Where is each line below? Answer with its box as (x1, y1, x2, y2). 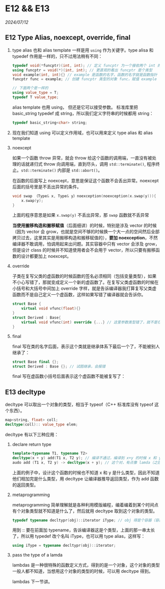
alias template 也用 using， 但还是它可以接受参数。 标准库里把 (12, 104, 138, 110)
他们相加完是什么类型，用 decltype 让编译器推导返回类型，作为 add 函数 (12, 476, 159, 481)
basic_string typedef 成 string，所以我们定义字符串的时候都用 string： (12, 110, 154, 116)
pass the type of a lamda (12, 552, 63, 558)
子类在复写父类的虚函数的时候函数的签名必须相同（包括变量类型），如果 (12, 273, 157, 279)
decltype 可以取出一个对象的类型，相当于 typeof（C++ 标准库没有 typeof (5, 401, 154, 408)
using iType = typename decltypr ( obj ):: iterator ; (12, 543, 116, 548)
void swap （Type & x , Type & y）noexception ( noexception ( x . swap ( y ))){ (12, 194, 156, 198)
